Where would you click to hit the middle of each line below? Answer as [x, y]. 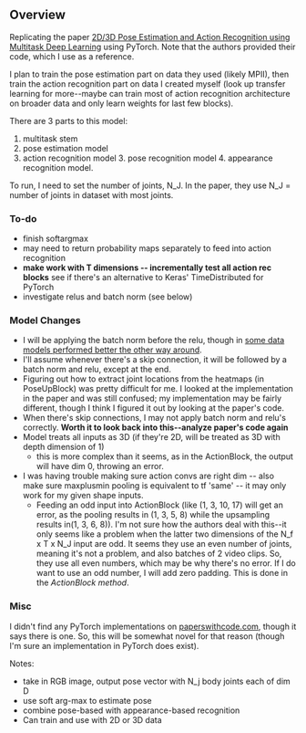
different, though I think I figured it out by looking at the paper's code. [153, 408]
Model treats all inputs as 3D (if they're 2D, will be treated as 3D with [151, 437]
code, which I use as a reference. [72, 56]
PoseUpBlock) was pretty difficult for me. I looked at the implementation [158, 389]
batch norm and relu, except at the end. [97, 370]
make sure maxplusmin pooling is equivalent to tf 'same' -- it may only [154, 486]
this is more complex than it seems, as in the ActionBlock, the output [165, 456]
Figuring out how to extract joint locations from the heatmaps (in [143, 379]
